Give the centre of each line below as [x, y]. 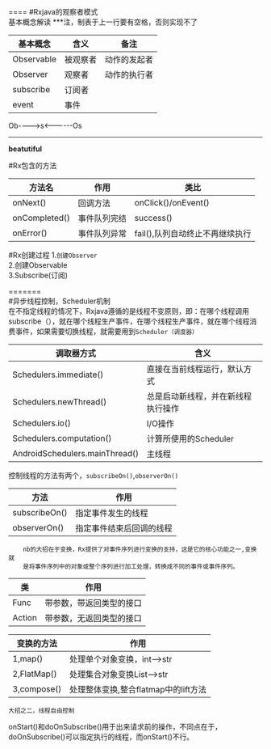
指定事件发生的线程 [112, 513]
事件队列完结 [102, 218]
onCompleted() [42, 218]
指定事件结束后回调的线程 [124, 528]
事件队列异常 [102, 233]
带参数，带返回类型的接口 [94, 603]
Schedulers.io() [42, 423]
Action [25, 618]
